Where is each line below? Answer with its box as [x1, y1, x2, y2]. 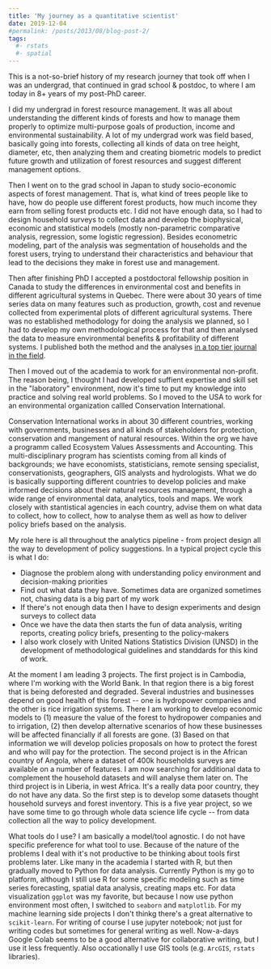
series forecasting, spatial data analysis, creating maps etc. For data [8, 883, 236, 892]
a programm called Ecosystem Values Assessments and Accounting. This [8, 442, 253, 451]
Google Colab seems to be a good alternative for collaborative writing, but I [8, 935, 259, 944]
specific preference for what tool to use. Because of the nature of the [8, 840, 240, 849]
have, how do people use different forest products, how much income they [8, 197, 257, 207]
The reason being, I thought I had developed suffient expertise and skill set [8, 375, 258, 384]
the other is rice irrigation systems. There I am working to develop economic [8, 705, 263, 713]
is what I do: [8, 552, 49, 562]
